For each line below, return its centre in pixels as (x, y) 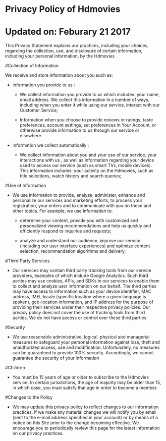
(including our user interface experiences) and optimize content (85, 246)
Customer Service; (39, 110)
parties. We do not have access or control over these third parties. (80, 318)
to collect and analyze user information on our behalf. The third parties (84, 286)
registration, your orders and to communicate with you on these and (82, 206)
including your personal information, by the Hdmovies (60, 56)
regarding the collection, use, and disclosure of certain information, (74, 51)
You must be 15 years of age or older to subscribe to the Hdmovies (81, 377)
